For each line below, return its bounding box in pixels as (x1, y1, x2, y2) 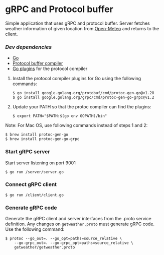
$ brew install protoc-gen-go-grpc (5, 137, 80, 142)
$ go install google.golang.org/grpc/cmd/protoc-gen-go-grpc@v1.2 (12, 95, 154, 100)
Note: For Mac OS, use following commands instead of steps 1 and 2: (5, 122, 148, 129)
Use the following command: (5, 226, 65, 232)
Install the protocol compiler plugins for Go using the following (12, 76, 141, 82)
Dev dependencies (5, 43, 52, 50)
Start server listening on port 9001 (5, 160, 76, 166)
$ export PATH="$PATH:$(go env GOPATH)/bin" (12, 113, 107, 119)
